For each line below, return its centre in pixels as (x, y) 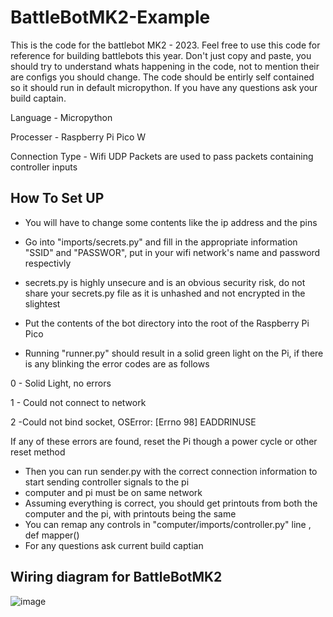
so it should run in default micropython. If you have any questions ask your (164, 87)
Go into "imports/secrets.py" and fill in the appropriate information (161, 242)
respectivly (48, 263)
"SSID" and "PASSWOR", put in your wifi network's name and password (172, 252)
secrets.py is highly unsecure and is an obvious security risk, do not (165, 282)
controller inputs (44, 167)
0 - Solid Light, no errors (61, 383)
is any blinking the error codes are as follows (117, 363)
